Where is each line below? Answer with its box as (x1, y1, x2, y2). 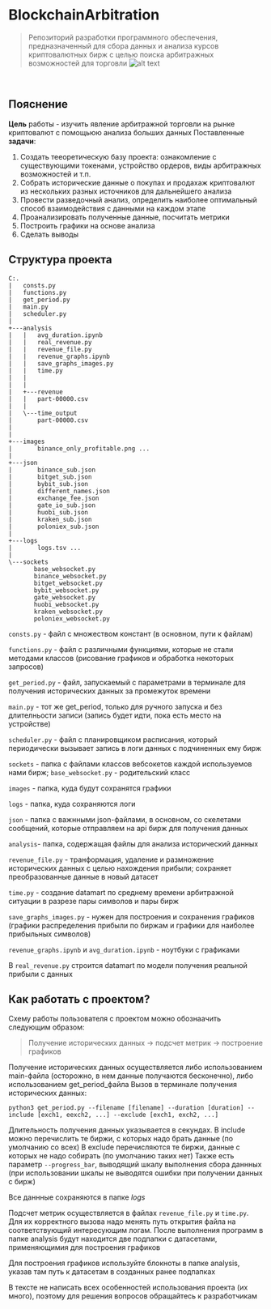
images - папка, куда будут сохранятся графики (8, 783, 171, 793)
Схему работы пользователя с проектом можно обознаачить (8, 1014, 222, 1024)
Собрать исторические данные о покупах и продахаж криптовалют (19, 177, 256, 187)
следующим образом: (8, 1022, 85, 1032)
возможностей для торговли (28, 58, 128, 68)
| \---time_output (8, 409, 78, 417)
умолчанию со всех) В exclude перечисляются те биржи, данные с (8, 1142, 240, 1152)
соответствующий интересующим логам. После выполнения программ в (8, 1226, 264, 1235)
